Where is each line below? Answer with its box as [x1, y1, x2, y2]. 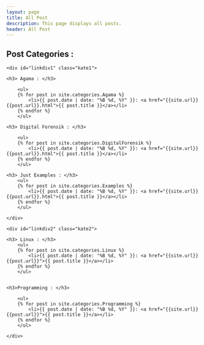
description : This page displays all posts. [6, 20, 122, 26]
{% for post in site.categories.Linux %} [17, 248, 124, 254]
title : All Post [6, 15, 48, 21]
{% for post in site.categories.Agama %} [17, 92, 124, 98]
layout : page [6, 9, 40, 15]
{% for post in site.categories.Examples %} [17, 183, 133, 189]
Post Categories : [6, 48, 74, 59]
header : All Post [6, 26, 51, 32]
